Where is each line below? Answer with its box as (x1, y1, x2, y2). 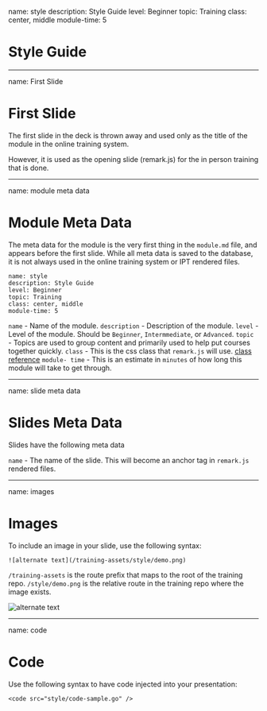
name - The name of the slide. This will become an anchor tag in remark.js (8, 455, 250, 465)
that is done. (8, 163, 49, 172)
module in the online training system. (8, 139, 130, 149)
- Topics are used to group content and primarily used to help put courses (8, 338, 250, 347)
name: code (8, 625, 48, 635)
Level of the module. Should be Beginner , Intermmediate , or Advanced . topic (8, 329, 254, 338)
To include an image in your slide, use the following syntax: (8, 540, 202, 551)
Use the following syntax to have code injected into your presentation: (8, 679, 238, 689)
